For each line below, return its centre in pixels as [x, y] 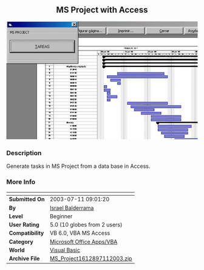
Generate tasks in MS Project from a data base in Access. [78, 166]
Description [24, 153]
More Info [21, 182]
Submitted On [27, 199]
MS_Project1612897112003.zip [91, 258]
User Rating [24, 225]
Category [21, 241]
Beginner [61, 216]
